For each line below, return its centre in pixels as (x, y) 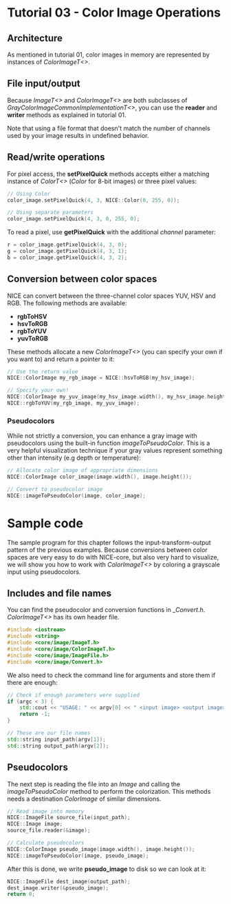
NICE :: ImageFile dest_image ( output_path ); (69, 881)
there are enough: (33, 682)
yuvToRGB (32, 338)
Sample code (45, 523)
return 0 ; (21, 894)
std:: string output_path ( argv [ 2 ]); (58, 746)
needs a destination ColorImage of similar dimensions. (84, 799)
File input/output (44, 84)
